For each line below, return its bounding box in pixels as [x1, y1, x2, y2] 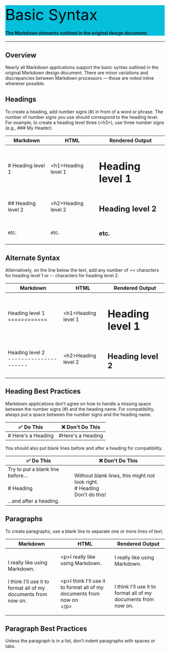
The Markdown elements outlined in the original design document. [5, 30, 148, 36]
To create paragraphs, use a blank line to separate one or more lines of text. [5, 528, 163, 534]
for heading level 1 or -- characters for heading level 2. [5, 273, 119, 279]
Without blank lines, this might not [74, 472, 155, 479]
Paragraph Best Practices [5, 625, 88, 633]
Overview [5, 51, 37, 59]
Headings [5, 95, 36, 104]
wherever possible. [5, 81, 46, 87]
